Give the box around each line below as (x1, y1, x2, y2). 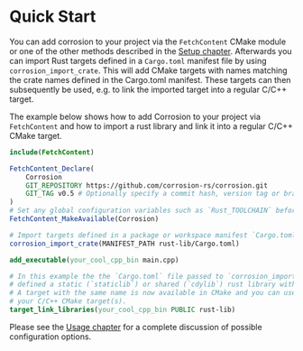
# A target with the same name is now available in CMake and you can (9, 289, 280, 298)
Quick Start (9, 6, 96, 27)
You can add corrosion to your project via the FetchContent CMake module (9, 36, 287, 47)
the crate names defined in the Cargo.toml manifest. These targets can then (9, 74, 291, 85)
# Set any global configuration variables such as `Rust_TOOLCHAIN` (9, 206, 272, 216)
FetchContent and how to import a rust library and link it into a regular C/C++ (9, 120, 293, 132)
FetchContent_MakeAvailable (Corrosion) (9, 215, 160, 224)
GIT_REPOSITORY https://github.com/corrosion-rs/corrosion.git (25, 180, 269, 190)
